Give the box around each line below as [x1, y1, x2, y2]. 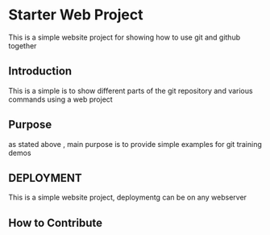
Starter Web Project [8, 6, 143, 24]
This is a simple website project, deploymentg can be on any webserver [8, 192, 247, 203]
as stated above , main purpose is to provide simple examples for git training [8, 139, 262, 149]
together [8, 40, 37, 50]
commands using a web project [8, 94, 113, 104]
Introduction [8, 65, 73, 78]
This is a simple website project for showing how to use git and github [8, 32, 240, 42]
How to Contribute [8, 216, 103, 229]
